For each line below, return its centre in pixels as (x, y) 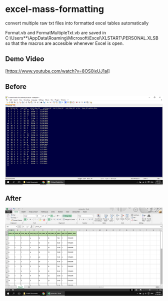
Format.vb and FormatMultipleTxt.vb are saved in (56, 32)
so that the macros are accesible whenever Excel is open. (64, 43)
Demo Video (25, 59)
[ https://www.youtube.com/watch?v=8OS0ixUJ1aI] (57, 71)
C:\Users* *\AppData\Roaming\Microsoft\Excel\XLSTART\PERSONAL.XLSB (82, 38)
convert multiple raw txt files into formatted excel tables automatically (77, 23)
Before (16, 87)
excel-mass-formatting (54, 9)
